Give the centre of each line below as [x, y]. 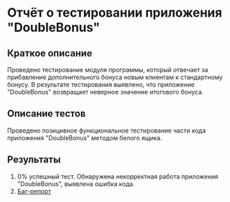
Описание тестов [46, 113]
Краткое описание [50, 53]
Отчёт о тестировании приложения [115, 13]
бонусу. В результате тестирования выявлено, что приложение [101, 84]
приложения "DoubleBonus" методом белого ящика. [85, 137]
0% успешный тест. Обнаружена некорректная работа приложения [117, 176]
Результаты [34, 160]
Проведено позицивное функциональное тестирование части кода [107, 131]
